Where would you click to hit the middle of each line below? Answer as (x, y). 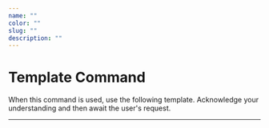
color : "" (25, 23)
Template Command (77, 78)
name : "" (23, 16)
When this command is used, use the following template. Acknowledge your (133, 100)
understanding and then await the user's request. (90, 108)
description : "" (35, 38)
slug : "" (23, 30)
